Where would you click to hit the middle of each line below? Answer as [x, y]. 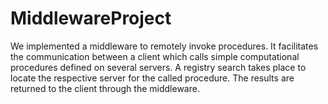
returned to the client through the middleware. [105, 88]
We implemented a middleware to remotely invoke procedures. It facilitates [164, 46]
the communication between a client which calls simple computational [155, 56]
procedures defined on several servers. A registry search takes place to [158, 67]
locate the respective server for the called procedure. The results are [152, 78]
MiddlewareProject [91, 18]
